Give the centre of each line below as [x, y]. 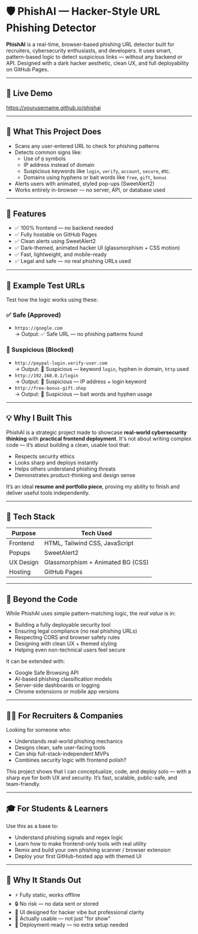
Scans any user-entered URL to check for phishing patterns [87, 146]
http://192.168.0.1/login [46, 376]
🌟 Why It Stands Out [44, 880]
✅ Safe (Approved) [34, 315]
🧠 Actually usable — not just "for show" [62, 918]
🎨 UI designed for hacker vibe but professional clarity [79, 912]
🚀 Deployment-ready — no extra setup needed [71, 925]
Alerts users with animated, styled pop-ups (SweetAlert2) [85, 183]
